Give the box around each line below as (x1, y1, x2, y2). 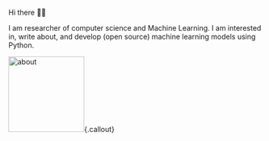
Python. (8, 40, 35, 50)
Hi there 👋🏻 (8, 8, 47, 17)
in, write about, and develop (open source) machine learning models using (8, 32, 256, 41)
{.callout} (84, 125, 115, 134)
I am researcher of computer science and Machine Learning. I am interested (8, 23, 262, 32)
